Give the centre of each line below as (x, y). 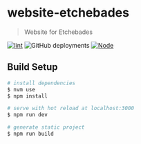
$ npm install (28, 96)
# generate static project (46, 127)
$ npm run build (30, 134)
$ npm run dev (28, 115)
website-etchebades (68, 13)
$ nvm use (21, 89)
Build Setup (32, 67)
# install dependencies (41, 83)
